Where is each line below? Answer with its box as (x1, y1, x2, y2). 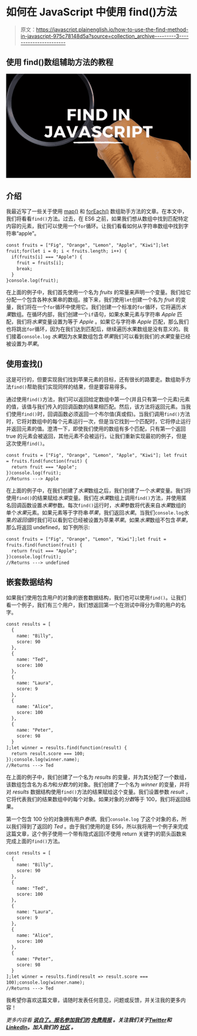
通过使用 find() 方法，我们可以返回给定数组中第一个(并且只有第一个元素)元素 (6, 396, 191, 403)
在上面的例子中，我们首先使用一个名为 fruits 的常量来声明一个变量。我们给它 (6, 289, 191, 296)
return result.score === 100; (11, 751, 85, 756)
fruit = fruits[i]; (16, 260, 64, 266)
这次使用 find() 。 (6, 440, 48, 447)
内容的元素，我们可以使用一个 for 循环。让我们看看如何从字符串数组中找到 (6, 223, 184, 230)
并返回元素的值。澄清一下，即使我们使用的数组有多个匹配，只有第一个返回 (6, 425, 186, 432)
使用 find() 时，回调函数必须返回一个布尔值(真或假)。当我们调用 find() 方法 (11, 410, 191, 417)
